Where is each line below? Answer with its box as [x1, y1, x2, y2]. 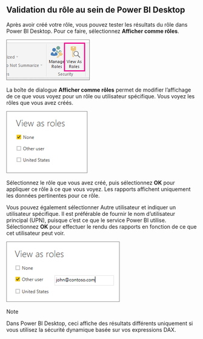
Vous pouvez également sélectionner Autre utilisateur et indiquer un [6, 203, 176, 211]
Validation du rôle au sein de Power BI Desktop [6, 5, 185, 15]
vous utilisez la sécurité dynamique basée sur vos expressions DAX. [6, 326, 176, 333]
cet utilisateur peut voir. [6, 229, 65, 237]
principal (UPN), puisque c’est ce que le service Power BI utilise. [6, 216, 167, 224]
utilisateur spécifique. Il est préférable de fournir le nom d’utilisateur [6, 210, 176, 217]
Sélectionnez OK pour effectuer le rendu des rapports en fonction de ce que [6, 223, 197, 230]
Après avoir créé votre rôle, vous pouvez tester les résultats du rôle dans [6, 21, 188, 28]
